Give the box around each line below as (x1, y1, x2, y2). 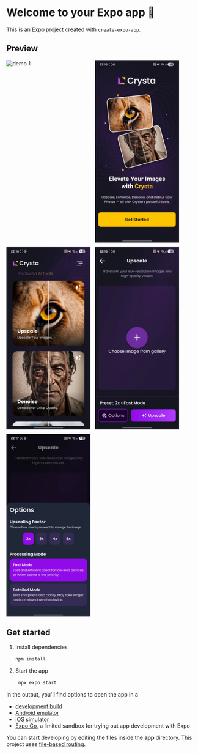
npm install (15, 656, 46, 662)
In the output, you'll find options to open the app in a (6, 691, 139, 698)
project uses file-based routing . (6, 741, 86, 748)
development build (15, 703, 62, 710)
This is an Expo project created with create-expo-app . (6, 26, 141, 33)
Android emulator (15, 709, 59, 717)
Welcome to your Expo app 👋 (6, 6, 155, 20)
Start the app (15, 667, 49, 675)
